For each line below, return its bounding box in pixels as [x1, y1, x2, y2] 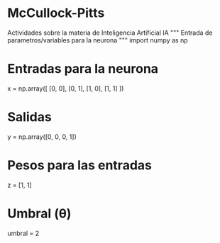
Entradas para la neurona [7, 61, 158, 77]
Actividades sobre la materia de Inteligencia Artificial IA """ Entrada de [7, 28, 213, 37]
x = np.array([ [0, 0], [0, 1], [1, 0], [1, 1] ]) [7, 84, 124, 93]
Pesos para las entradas [7, 157, 153, 173]
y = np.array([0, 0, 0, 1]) [7, 132, 77, 141]
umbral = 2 [7, 229, 40, 237]
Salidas [7, 109, 52, 125]
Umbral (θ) [7, 205, 72, 221]
